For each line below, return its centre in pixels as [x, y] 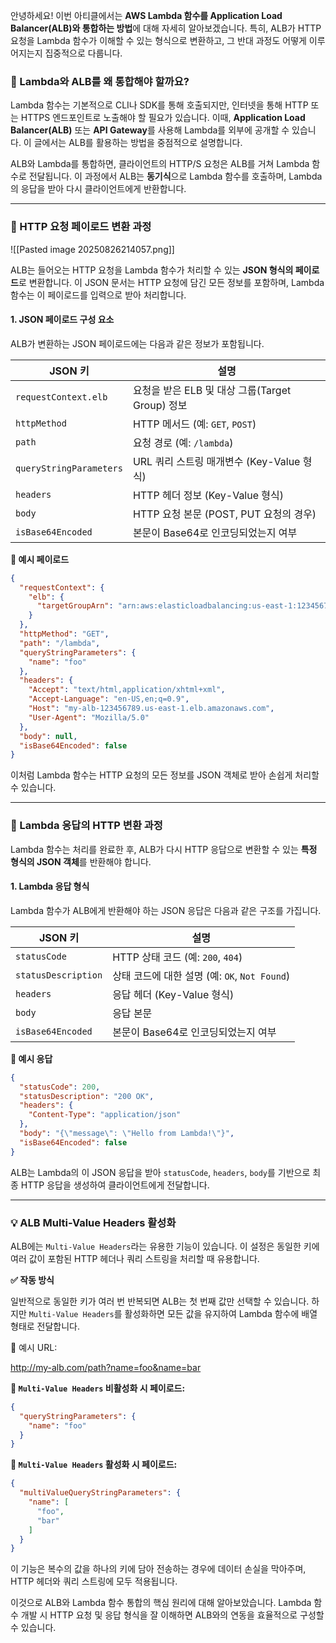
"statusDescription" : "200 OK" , [87, 1096]
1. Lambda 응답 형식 [50, 886]
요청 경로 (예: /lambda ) [183, 442]
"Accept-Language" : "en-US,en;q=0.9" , [109, 699]
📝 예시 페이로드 [40, 559]
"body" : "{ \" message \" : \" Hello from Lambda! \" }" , [127, 1134]
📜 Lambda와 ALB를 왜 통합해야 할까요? [100, 81]
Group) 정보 [160, 405]
